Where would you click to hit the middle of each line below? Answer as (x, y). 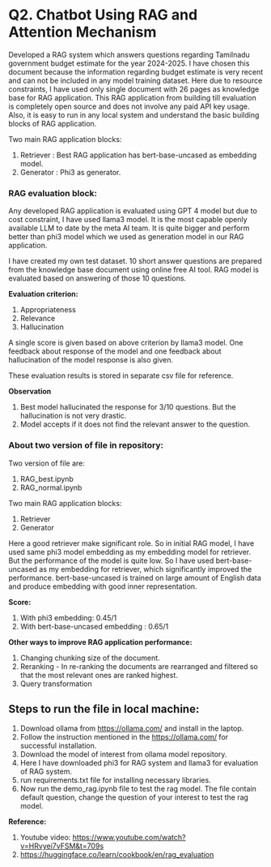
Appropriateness (48, 310)
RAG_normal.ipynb (51, 487)
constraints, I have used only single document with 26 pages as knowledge (134, 89)
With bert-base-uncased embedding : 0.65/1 (94, 626)
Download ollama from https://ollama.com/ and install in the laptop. (132, 728)
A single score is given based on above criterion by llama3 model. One (126, 343)
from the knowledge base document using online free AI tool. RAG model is (133, 270)
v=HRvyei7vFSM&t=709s (62, 846)
